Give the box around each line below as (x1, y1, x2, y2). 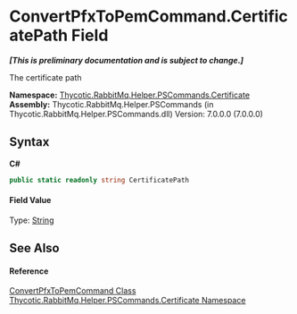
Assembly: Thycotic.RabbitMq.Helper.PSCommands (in (9, 98, 214, 109)
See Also (9, 241, 60, 256)
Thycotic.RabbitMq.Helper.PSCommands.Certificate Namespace (9, 295, 246, 306)
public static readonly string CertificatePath (9, 175, 190, 184)
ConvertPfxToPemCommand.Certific (9, 6, 288, 27)
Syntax (9, 134, 50, 149)
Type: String (9, 215, 54, 225)
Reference (9, 266, 49, 276)
